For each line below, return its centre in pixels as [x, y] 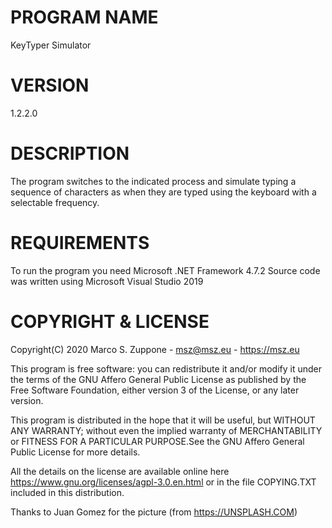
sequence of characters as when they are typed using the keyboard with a [163, 192]
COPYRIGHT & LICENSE [110, 321]
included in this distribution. [67, 492]
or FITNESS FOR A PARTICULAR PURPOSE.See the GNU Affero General [157, 441]
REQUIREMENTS [80, 243]
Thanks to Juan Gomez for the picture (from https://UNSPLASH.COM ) [154, 512]
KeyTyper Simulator [51, 45]
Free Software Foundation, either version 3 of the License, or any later [155, 390]
